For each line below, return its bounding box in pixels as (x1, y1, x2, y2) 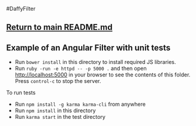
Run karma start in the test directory (14, 113, 106, 121)
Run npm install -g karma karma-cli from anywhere (14, 101, 146, 108)
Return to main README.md (6, 22, 113, 32)
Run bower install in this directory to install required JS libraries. (14, 59, 176, 66)
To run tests (6, 89, 36, 96)
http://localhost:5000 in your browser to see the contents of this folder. (14, 71, 191, 78)
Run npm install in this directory (14, 107, 96, 114)
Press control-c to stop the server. (14, 78, 101, 85)
